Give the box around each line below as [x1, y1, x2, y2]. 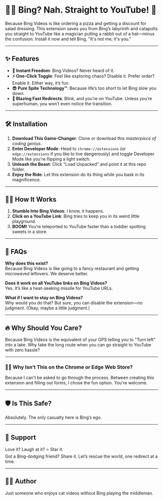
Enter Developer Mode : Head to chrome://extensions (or [12, 145, 126, 151]
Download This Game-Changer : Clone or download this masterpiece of [12, 135, 157, 141]
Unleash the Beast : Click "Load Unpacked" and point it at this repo [12, 161, 147, 167]
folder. [12, 166, 25, 172]
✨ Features [5, 54, 39, 63]
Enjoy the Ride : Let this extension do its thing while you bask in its [12, 171, 145, 177]
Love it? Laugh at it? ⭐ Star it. [5, 446, 64, 452]
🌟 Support [5, 433, 36, 442]
